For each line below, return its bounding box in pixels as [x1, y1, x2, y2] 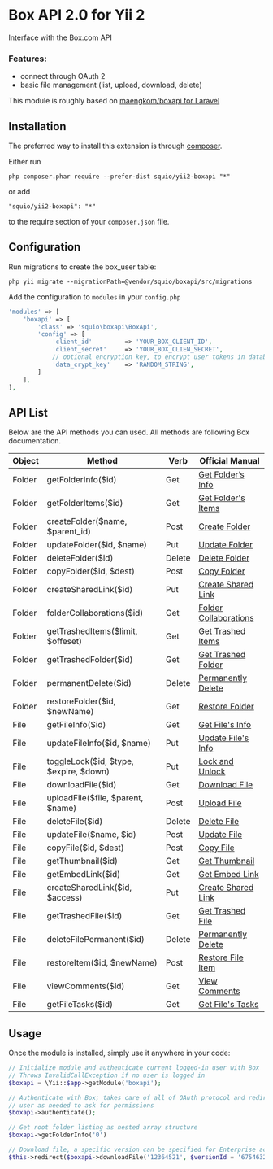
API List [8, 405, 49, 420]
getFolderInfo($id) [46, 474, 117, 486]
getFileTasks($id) [46, 999, 114, 1010]
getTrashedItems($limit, [46, 626, 138, 637]
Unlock [198, 766, 226, 778]
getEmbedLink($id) [46, 869, 121, 880]
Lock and [198, 756, 234, 767]
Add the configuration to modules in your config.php [8, 291, 181, 302]
